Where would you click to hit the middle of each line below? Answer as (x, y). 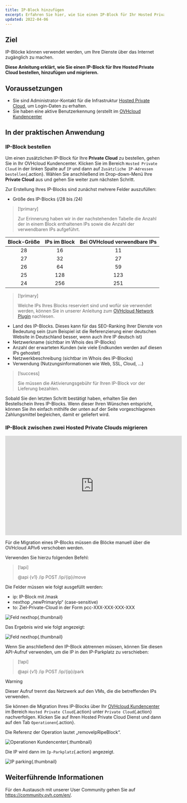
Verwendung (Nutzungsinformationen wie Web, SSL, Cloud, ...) (78, 363)
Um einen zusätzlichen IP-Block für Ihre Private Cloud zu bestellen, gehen (82, 158)
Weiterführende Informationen (54, 777)
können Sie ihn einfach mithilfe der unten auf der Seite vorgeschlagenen (80, 409)
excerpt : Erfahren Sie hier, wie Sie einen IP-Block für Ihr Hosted (79, 15)
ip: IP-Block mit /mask (35, 596)
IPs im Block (60, 242)
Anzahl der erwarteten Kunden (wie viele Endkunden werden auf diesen (87, 347)
